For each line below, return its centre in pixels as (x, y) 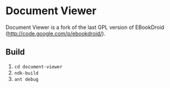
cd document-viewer (38, 67)
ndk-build (26, 73)
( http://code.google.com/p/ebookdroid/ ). (56, 33)
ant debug (26, 79)
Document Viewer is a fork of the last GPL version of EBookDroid (85, 27)
